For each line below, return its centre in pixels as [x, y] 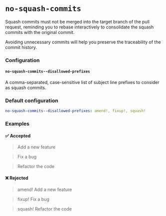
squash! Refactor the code [45, 208]
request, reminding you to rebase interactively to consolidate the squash [80, 27]
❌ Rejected [17, 178]
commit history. [21, 47]
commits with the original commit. [40, 32]
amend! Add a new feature [45, 189]
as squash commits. [26, 88]
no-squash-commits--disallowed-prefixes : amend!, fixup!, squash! [76, 111]
